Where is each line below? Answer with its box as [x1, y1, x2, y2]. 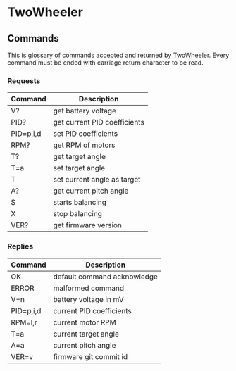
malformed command [53, 283, 125, 293]
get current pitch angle [53, 186, 129, 196]
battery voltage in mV [53, 294, 125, 304]
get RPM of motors [53, 140, 116, 150]
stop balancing [53, 209, 102, 219]
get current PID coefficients [53, 118, 144, 127]
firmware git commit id [53, 351, 128, 361]
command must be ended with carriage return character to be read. [7, 58, 204, 67]
